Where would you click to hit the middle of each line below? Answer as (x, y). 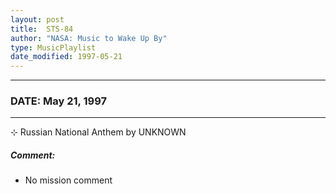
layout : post (37, 19)
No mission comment (68, 180)
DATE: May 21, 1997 (58, 101)
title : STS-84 (42, 29)
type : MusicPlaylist (53, 47)
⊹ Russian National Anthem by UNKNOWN (98, 132)
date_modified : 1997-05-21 (66, 57)
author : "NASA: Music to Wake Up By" (89, 38)
